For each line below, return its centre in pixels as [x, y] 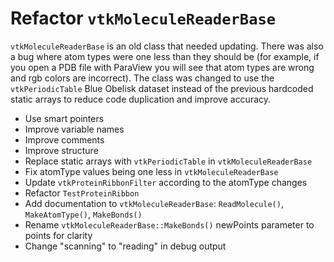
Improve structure [61, 150]
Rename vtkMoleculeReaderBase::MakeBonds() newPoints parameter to [169, 224]
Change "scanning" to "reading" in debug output [125, 246]
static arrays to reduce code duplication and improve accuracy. [141, 99]
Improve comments [64, 139]
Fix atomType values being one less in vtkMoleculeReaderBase [151, 171]
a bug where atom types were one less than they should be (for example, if [165, 56]
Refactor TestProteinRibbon [82, 193]
